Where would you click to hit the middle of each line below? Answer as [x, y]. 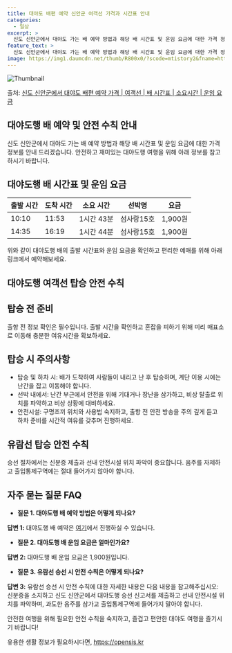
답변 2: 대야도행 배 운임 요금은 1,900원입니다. [68, 557]
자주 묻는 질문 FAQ [45, 495]
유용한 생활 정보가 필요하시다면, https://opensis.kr [76, 642]
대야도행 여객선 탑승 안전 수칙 [66, 283]
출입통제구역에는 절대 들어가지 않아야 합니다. [74, 471]
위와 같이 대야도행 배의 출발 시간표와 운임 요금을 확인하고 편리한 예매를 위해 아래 [115, 251]
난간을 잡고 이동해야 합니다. [54, 386]
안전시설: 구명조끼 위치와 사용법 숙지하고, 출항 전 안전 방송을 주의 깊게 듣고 [117, 412]
